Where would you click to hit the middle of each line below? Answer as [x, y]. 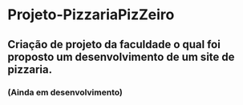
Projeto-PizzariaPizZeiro [91, 15]
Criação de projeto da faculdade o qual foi [114, 44]
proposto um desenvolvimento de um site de [121, 57]
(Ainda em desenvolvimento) [65, 92]
